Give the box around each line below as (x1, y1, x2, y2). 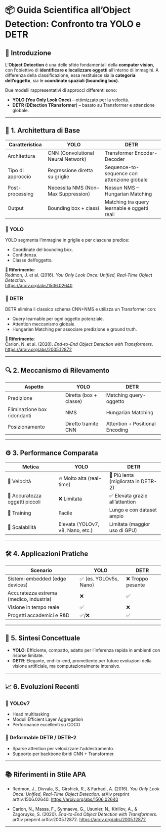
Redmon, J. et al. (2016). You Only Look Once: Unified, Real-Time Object (5, 272, 153, 278)
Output (7, 204, 24, 211)
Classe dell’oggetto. (12, 257, 53, 263)
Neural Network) (47, 155, 86, 162)
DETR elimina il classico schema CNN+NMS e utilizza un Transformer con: (5, 306, 157, 312)
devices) (7, 581, 28, 588)
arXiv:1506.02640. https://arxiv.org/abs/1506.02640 (12, 796, 119, 802)
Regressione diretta (47, 167, 93, 174)
